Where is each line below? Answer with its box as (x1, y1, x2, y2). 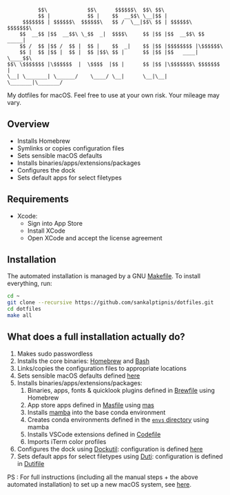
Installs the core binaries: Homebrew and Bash (17, 356, 150, 365)
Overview (7, 118, 50, 130)
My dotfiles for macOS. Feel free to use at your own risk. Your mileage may (7, 91, 220, 99)
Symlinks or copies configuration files (17, 144, 125, 152)
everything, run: (7, 280, 53, 288)
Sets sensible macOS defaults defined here (17, 371, 140, 380)
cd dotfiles (7, 306, 41, 313)
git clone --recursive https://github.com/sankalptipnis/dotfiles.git (7, 299, 214, 307)
